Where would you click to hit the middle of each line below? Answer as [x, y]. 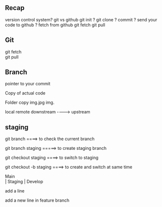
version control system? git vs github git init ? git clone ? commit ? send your [81, 19]
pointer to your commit [28, 84]
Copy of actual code [25, 93]
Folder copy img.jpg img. [30, 103]
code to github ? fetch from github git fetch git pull [55, 25]
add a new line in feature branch [37, 200]
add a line [15, 191]
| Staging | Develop [24, 182]
